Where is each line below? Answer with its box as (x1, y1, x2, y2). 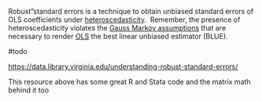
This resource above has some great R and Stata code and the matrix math (8, 78, 251, 86)
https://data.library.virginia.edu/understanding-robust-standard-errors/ (8, 62, 238, 71)
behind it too (8, 85, 50, 95)
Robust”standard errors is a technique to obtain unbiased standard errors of (8, 7, 254, 16)
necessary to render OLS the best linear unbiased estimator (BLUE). (8, 31, 228, 41)
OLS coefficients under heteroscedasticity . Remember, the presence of (8, 15, 241, 24)
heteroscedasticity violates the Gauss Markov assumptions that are (8, 23, 227, 32)
